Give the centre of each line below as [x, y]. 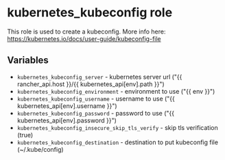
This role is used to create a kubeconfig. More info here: [86, 31]
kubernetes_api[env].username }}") [67, 106]
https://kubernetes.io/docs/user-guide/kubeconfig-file [84, 38]
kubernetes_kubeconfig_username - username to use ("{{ [96, 98]
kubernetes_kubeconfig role [90, 13]
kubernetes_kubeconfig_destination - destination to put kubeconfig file [117, 142]
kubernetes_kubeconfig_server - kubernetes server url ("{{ [99, 77]
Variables [28, 61]
